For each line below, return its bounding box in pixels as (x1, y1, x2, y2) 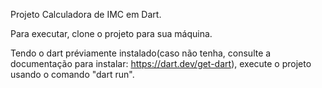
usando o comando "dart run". (10, 69, 135, 80)
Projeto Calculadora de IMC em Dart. (10, 9, 162, 20)
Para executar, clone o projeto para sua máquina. (10, 28, 213, 39)
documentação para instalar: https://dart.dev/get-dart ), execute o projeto (10, 58, 312, 69)
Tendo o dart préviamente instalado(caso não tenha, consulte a (10, 47, 272, 59)
